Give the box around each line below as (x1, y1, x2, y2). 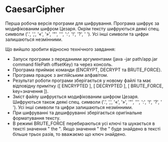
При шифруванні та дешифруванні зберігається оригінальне (12, 110, 142, 116)
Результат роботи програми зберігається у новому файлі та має (12, 77, 151, 83)
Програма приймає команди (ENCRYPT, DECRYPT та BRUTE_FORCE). (12, 67, 162, 73)
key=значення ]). (12, 88, 49, 94)
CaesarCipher (5, 4, 65, 15)
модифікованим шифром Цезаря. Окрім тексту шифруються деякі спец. (5, 25, 160, 31)
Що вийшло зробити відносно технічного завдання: (5, 46, 116, 52)
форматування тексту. (12, 115, 61, 121)
